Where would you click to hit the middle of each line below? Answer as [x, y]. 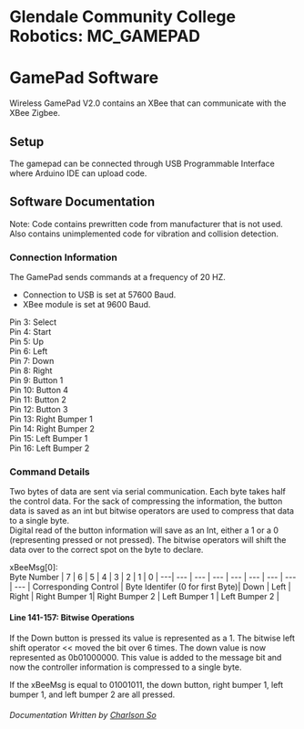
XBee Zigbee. [35, 113]
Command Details [50, 472]
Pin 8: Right [31, 370]
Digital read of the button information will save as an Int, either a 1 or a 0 [144, 530]
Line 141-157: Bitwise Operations [72, 617]
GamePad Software [84, 78]
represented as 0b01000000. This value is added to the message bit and [146, 657]
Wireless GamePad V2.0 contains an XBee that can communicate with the [148, 103]
